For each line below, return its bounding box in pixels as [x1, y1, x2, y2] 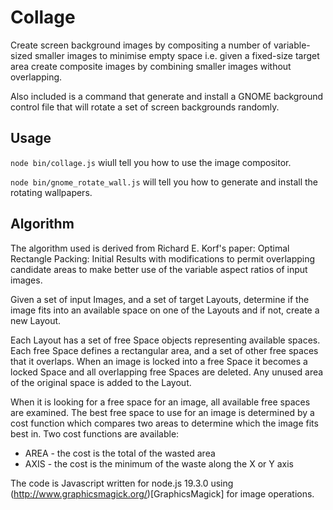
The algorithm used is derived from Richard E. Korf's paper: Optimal [10, 242, 290, 254]
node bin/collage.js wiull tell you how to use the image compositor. [10, 156, 292, 168]
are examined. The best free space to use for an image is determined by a [10, 406, 315, 418]
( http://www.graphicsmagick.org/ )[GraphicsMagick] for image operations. [10, 487, 315, 500]
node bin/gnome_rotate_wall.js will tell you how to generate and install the [10, 176, 319, 188]
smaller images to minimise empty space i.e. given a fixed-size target [34, 49, 320, 61]
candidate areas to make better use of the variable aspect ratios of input [10, 263, 308, 275]
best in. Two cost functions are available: [10, 427, 180, 440]
